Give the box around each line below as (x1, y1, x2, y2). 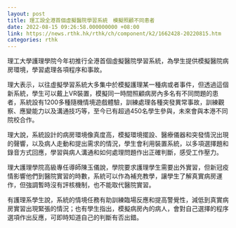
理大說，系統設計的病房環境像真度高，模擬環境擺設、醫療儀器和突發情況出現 (7, 131, 229, 139)
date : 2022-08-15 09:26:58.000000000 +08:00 (7, 23, 140, 30)
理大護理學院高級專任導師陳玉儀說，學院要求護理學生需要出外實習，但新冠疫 (7, 163, 229, 172)
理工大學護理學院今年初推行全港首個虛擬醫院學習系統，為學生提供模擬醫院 (7, 57, 223, 65)
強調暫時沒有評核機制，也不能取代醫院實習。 (25, 181, 155, 189)
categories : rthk (7, 37, 58, 44)
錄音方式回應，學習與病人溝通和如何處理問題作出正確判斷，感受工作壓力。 (7, 148, 223, 157)
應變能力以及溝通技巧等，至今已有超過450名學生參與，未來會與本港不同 (19, 107, 228, 115)
